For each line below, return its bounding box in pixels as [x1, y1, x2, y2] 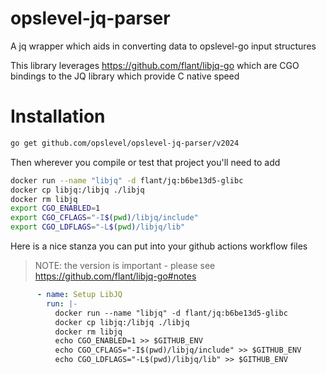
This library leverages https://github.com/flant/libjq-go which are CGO [10, 59, 300, 71]
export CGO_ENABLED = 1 [10, 203, 101, 214]
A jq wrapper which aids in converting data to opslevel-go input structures [10, 40, 317, 52]
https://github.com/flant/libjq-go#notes [34, 270, 197, 282]
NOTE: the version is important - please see [34, 260, 216, 271]
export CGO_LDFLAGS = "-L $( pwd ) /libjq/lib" [10, 222, 186, 232]
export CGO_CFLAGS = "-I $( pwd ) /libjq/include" [10, 213, 199, 223]
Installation [10, 105, 106, 128]
